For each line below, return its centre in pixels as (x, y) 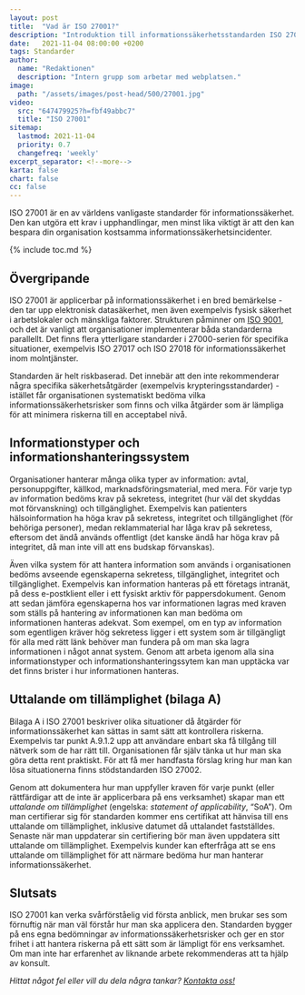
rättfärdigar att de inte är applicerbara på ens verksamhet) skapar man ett (147, 797)
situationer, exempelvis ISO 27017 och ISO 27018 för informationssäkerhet (148, 348)
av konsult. (30, 963)
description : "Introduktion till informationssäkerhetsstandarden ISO (146, 35)
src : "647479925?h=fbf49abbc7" (77, 111)
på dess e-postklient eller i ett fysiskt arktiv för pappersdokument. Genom (148, 593)
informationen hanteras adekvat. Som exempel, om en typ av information (146, 622)
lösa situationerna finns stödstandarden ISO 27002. (106, 769)
